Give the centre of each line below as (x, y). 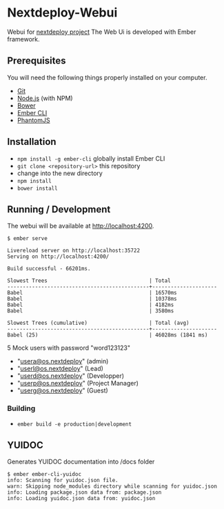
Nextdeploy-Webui (62, 13)
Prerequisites (37, 61)
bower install (37, 188)
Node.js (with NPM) (45, 98)
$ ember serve (28, 239)
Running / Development (59, 209)
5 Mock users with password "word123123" (69, 348)
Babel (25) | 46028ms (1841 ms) (108, 335)
